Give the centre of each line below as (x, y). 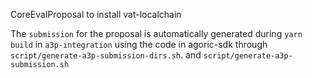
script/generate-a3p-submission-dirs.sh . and (106, 55)
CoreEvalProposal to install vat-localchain (96, 14)
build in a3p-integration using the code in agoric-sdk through (139, 44)
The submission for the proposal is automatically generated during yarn (156, 33)
